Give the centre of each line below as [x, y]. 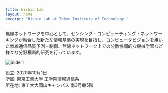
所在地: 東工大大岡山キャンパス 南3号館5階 [49, 85]
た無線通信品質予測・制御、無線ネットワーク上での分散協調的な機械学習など [84, 46]
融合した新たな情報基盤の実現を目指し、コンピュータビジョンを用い [93, 40]
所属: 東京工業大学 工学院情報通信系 [42, 79]
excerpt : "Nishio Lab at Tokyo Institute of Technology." [67, 19]
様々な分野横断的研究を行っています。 [44, 52]
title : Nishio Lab [24, 10]
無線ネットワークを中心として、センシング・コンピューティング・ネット [80, 34]
